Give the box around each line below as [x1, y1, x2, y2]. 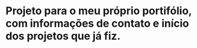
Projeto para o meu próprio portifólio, [5, 4, 192, 18]
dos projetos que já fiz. [5, 30, 121, 43]
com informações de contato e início [5, 17, 189, 30]
